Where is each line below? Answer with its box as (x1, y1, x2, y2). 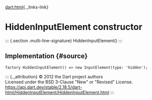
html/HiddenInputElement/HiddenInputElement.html (5, 89, 109, 95)
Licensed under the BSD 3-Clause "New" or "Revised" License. (5, 79, 133, 85)
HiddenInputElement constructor (5, 22, 143, 33)
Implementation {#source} (5, 52, 88, 61)
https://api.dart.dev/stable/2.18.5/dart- (5, 84, 82, 90)
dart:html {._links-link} (5, 4, 49, 10)
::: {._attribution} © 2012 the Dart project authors (5, 73, 103, 79)
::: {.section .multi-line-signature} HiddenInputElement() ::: (5, 37, 123, 43)
